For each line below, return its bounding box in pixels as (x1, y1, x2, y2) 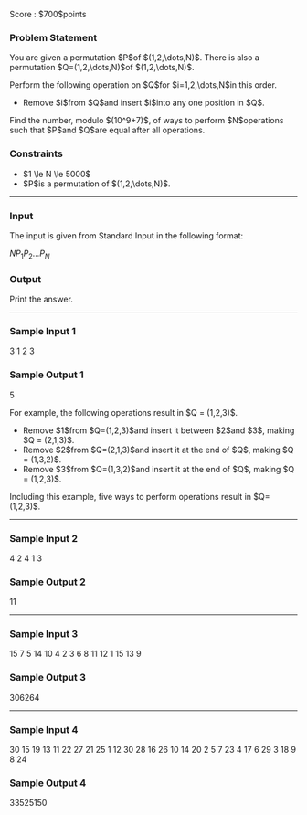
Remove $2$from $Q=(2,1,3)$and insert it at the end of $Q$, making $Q (22, 444, 294, 455)
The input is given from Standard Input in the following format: (9, 229, 244, 241)
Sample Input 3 (9, 628, 79, 640)
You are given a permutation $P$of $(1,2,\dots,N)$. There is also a (9, 52, 260, 63)
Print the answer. (9, 293, 73, 304)
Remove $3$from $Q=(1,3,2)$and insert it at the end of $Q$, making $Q (22, 463, 295, 474)
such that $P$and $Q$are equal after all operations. (9, 124, 206, 136)
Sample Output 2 (9, 576, 86, 588)
